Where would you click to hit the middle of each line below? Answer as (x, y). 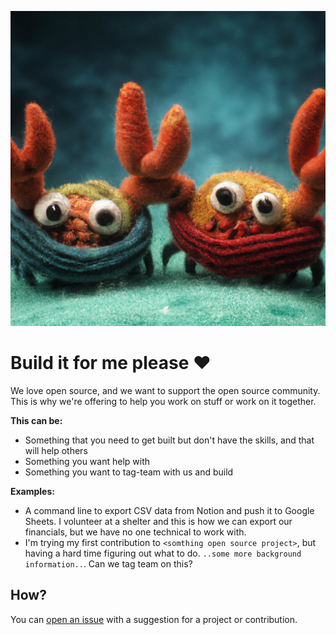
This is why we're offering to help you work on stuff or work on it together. (163, 401)
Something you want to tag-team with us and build (129, 472)
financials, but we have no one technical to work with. (135, 532)
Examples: (32, 491)
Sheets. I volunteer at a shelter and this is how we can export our (158, 521)
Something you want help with (87, 461)
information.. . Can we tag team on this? (108, 563)
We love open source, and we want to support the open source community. (165, 390)
